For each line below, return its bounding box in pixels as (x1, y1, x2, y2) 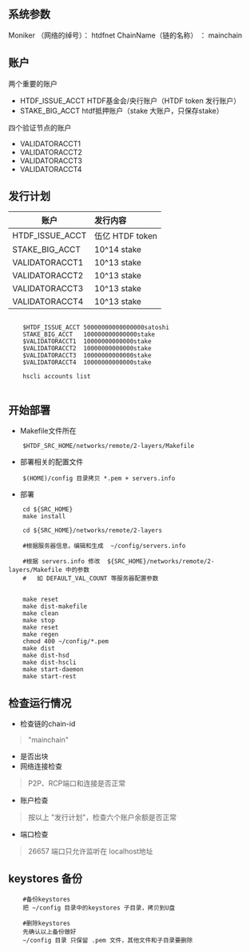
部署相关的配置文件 (19, 457, 84, 466)
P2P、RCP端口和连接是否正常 (27, 778, 126, 788)
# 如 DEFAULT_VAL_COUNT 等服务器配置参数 (22, 574, 159, 582)
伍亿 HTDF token (94, 230, 158, 242)
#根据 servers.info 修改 (22, 558, 101, 566)
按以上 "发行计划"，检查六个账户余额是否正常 (27, 813, 177, 822)
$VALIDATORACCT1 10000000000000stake (22, 338, 152, 346)
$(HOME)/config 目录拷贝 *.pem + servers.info (22, 474, 176, 482)
